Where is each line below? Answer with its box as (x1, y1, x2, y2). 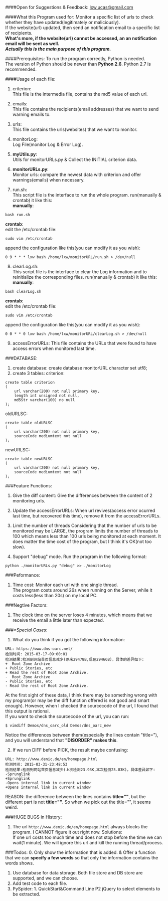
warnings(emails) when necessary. (12, 177, 85, 183)
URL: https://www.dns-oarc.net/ (5, 646, 73, 651)
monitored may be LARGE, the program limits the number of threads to (12, 528, 158, 533)
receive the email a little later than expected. (12, 617, 104, 623)
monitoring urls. (12, 498, 46, 503)
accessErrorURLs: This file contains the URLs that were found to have (12, 340, 157, 346)
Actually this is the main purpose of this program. (5, 46, 111, 52)
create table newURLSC (5, 456, 53, 461)
